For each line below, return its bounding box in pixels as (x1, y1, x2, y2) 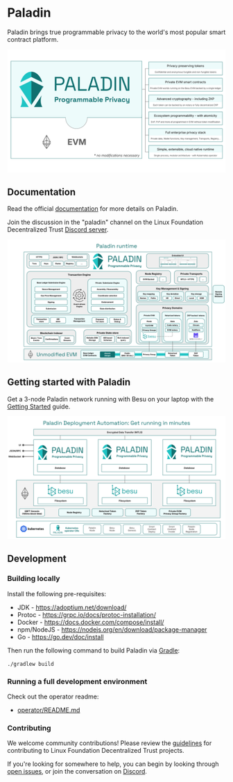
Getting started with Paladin (7, 376, 131, 388)
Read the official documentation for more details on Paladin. (7, 205, 179, 213)
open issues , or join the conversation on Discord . (7, 767, 148, 776)
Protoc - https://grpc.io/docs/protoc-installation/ (17, 610, 156, 619)
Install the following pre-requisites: (7, 589, 106, 598)
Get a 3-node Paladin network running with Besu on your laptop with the (7, 394, 214, 403)
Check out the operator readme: (7, 692, 99, 701)
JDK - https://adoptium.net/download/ (17, 603, 127, 612)
